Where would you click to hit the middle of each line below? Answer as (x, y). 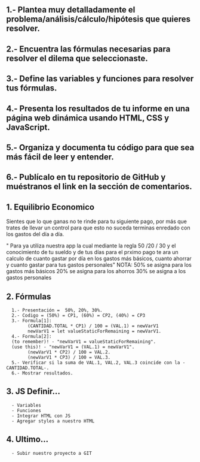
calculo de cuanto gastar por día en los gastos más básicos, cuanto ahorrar (99, 259)
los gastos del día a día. (35, 234)
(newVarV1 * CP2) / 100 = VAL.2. (69, 352)
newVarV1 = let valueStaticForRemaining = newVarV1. (95, 331)
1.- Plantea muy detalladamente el (71, 10)
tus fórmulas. (32, 88)
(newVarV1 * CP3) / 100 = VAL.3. (69, 357)
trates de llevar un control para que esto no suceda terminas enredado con (98, 228)
